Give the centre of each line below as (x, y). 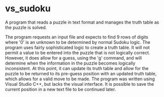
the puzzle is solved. (26, 27)
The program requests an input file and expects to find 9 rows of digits (77, 37)
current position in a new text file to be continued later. (61, 89)
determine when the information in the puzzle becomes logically (70, 63)
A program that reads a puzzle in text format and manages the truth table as (82, 22)
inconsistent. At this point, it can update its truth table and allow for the (77, 68)
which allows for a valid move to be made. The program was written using (80, 79)
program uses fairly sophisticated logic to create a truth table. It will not (78, 47)
